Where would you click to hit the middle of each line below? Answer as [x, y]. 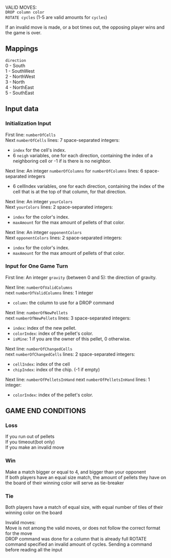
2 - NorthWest [20, 76]
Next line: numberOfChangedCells [39, 349]
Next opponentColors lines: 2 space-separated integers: [64, 238]
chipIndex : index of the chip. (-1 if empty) [56, 369]
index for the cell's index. [39, 150]
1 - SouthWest [20, 71]
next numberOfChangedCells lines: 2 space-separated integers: [70, 354]
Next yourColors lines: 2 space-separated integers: [59, 207]
